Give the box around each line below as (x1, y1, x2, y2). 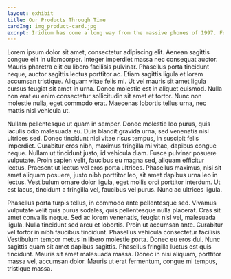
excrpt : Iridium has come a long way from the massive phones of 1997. (7, 29, 217, 36)
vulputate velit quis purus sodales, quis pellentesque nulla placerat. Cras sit (7, 206, 221, 214)
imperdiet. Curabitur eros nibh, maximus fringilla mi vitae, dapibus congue (7, 142, 217, 150)
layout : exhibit (7, 10, 54, 17)
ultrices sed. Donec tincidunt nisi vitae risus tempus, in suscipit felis (7, 135, 199, 143)
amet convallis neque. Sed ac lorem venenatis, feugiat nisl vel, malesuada (7, 214, 216, 222)
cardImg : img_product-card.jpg (7, 23, 97, 30)
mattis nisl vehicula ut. (7, 107, 71, 115)
